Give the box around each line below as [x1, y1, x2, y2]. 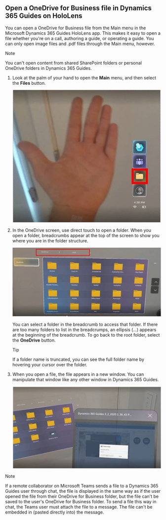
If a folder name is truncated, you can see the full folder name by [12, 356, 145, 362]
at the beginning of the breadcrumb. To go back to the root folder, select [12, 332, 160, 338]
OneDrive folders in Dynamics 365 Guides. [5, 65, 92, 71]
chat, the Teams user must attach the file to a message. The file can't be [5, 504, 153, 510]
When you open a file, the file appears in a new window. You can [12, 371, 144, 377]
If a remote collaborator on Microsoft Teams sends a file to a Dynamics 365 [5, 483, 159, 489]
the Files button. [12, 80, 46, 86]
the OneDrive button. [12, 337, 56, 343]
